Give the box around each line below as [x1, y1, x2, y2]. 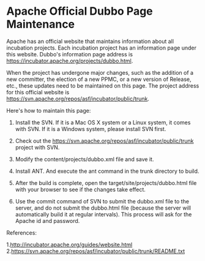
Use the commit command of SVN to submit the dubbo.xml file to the [15, 197, 190, 205]
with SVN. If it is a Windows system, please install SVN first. [15, 125, 166, 132]
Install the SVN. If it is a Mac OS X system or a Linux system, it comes [15, 118, 191, 126]
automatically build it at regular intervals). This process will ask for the [15, 210, 192, 218]
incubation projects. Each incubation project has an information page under [6, 44, 197, 51]
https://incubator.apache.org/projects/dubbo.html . [6, 57, 133, 64]
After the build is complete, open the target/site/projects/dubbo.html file [15, 179, 197, 186]
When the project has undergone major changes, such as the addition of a [6, 69, 194, 76]
